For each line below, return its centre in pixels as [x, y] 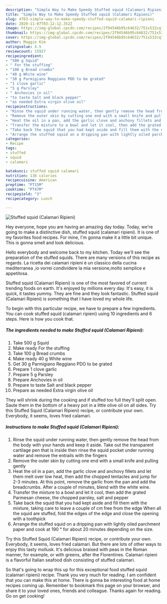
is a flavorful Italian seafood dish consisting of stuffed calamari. [70, 560]
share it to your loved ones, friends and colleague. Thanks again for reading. [83, 591]
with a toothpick [29, 519]
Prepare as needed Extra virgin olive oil [53, 390]
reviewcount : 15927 [26, 51]
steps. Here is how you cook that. [40, 319]
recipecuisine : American [31, 180]
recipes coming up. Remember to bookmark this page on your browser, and [83, 585]
